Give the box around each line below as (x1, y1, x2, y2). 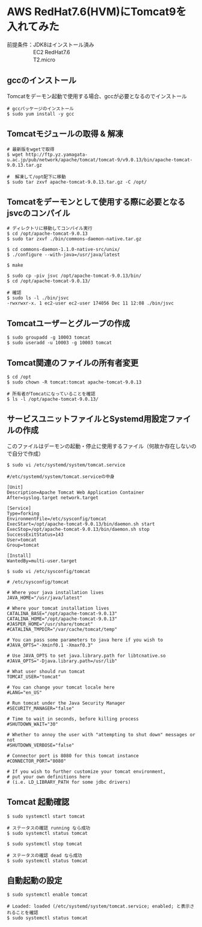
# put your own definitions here (7, 774, 91, 780)
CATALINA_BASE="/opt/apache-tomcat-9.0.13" (7, 610, 118, 616)
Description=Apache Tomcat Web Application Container (7, 489, 145, 495)
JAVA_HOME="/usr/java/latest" (7, 595, 83, 601)
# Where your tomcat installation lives (7, 605, 110, 611)
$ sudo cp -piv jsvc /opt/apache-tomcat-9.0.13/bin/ (7, 273, 142, 279)
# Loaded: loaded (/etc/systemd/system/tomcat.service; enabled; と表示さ (7, 904, 195, 910)
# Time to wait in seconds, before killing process (7, 716, 139, 722)
